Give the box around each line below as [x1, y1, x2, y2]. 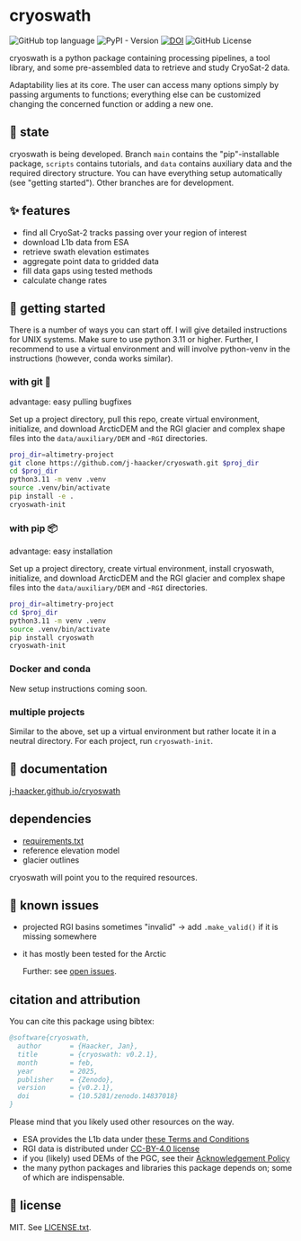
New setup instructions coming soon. [9, 683, 148, 694]
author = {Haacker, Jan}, [17, 1042, 139, 1051]
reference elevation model [22, 845, 120, 855]
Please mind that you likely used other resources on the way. [9, 1116, 235, 1128]
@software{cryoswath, [9, 1033, 91, 1042]
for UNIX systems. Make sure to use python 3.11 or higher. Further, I [9, 334, 259, 345]
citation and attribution [9, 992, 141, 1007]
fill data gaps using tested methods [22, 265, 153, 276]
